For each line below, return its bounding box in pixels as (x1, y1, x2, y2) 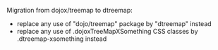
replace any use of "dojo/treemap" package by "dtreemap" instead (16, 20, 212, 27)
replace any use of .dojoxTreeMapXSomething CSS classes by (16, 27, 198, 35)
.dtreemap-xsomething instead (16, 35, 107, 43)
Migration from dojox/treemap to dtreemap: (6, 6, 133, 14)
